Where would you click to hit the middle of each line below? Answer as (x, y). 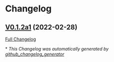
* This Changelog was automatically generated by (57, 49)
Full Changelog (21, 39)
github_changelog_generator (35, 54)
